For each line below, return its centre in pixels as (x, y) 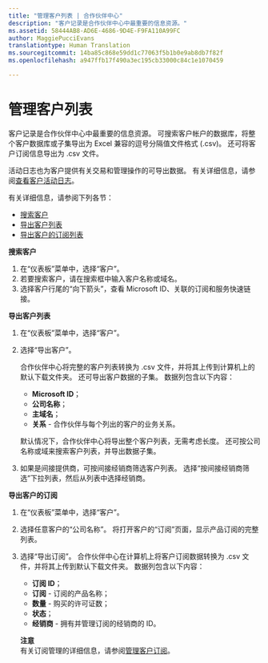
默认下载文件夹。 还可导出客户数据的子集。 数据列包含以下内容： (127, 377)
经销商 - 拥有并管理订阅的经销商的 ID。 (96, 623)
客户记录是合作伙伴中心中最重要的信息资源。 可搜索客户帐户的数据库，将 (128, 133)
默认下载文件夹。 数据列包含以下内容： (140, 566)
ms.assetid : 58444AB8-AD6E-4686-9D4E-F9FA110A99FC (94, 30)
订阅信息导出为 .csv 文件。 (59, 153)
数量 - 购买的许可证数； (70, 603)
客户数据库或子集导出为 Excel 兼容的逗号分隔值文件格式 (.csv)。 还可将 (132, 143)
